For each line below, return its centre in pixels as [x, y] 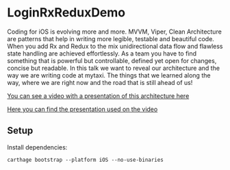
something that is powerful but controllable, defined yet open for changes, [112, 60]
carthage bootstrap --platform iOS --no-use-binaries [86, 160]
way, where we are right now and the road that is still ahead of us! [100, 82]
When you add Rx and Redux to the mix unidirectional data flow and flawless [115, 46]
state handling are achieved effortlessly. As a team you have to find [102, 53]
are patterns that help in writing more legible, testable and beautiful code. [111, 38]
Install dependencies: [37, 147]
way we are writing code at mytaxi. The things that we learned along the [109, 75]
